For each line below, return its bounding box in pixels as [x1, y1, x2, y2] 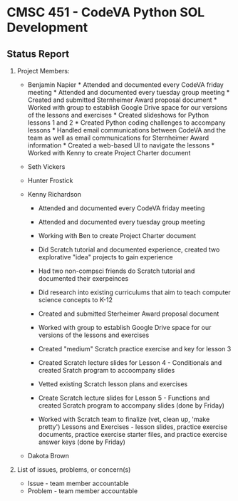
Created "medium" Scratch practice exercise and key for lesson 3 [38, 345, 232, 353]
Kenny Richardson [27, 190, 81, 198]
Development [6, 19, 88, 36]
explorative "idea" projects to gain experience [38, 253, 173, 261]
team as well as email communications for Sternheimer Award [27, 133, 209, 142]
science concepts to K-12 [38, 296, 113, 304]
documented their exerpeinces [38, 274, 129, 282]
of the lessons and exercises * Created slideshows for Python [27, 111, 209, 119]
